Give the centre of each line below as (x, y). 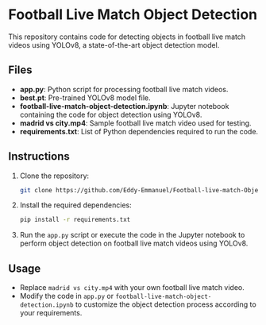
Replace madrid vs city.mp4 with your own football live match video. (132, 288)
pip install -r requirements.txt (75, 220)
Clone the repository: (54, 176)
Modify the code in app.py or (66, 296)
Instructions (39, 157)
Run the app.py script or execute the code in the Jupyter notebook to (132, 235)
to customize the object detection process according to (166, 304)
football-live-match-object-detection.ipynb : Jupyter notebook (124, 106)
